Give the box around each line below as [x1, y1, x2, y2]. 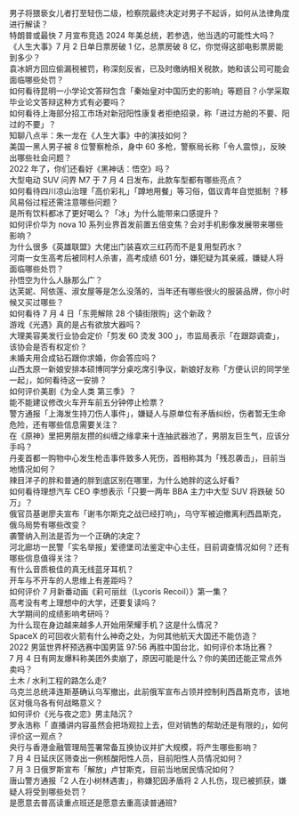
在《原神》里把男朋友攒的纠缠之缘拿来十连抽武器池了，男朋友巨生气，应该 [9, 431, 282, 440]
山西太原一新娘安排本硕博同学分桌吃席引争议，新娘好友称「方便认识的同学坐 [9, 364, 290, 374]
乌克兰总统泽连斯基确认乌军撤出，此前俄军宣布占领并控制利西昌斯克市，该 [9, 686, 282, 697]
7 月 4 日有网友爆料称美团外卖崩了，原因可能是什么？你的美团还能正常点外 [9, 653, 283, 663]
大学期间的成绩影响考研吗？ [9, 609, 111, 618]
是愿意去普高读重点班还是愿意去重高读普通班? [9, 797, 178, 808]
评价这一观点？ [9, 731, 64, 741]
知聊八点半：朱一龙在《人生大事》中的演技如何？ [9, 130, 189, 141]
